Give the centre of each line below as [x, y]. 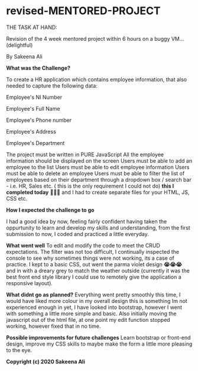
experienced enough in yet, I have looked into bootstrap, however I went [94, 307]
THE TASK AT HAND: [32, 27]
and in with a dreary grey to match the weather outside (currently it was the [98, 270]
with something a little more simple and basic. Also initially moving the [91, 313]
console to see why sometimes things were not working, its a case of [90, 258]
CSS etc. [17, 198]
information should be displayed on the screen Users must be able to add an [99, 160]
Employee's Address [31, 131]
